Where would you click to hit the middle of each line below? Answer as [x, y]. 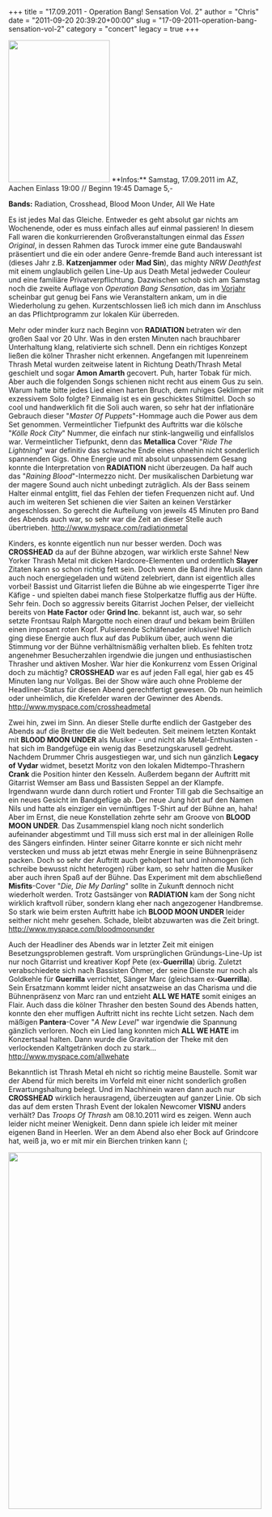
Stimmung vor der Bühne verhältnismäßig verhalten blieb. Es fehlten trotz [131, 646]
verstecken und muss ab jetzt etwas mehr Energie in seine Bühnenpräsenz [133, 852]
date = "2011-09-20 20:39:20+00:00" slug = [83, 20]
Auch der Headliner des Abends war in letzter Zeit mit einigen [111, 945]
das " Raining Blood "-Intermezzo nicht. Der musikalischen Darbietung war [131, 476]
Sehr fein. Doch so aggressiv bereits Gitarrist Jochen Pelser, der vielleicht [132, 603]
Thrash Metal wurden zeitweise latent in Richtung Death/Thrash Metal [125, 364]
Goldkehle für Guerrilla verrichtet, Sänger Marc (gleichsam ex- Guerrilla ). [130, 979]
